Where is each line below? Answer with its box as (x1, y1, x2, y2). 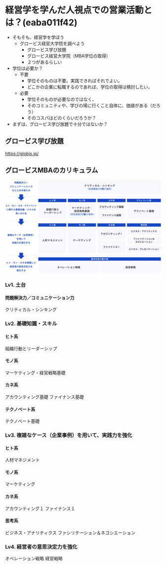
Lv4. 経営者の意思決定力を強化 (5, 543, 78, 550)
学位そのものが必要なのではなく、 (27, 96, 97, 102)
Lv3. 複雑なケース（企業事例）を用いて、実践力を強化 (5, 432, 132, 439)
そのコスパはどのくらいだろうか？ (27, 115, 96, 121)
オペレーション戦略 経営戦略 (5, 556, 63, 562)
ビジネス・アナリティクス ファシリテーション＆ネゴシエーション (5, 529, 136, 536)
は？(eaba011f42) (5, 17, 78, 28)
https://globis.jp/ (5, 150, 39, 156)
